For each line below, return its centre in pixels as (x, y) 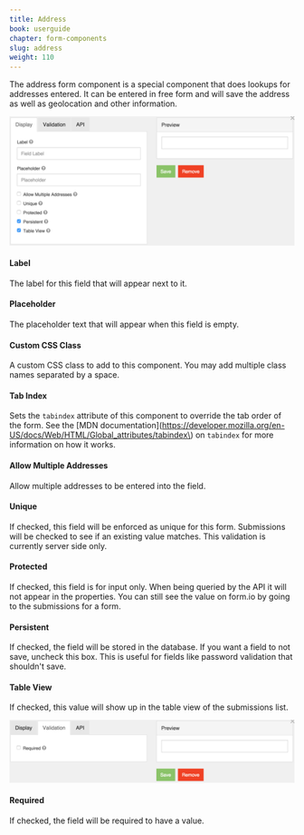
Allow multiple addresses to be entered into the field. (108, 486)
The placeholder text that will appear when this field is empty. (124, 324)
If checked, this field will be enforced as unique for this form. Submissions (147, 526)
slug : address (36, 48)
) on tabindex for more (232, 435)
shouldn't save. (38, 666)
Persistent (29, 627)
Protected (28, 566)
